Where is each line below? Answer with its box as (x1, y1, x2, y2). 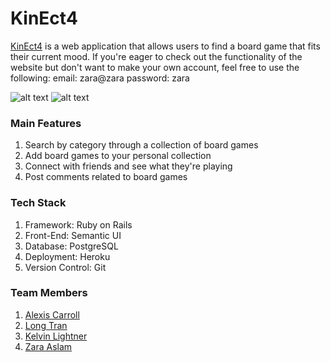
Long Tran (24, 319, 68, 331)
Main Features (10, 116, 82, 130)
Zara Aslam (24, 340, 73, 352)
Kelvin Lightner (24, 330, 88, 342)
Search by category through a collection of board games (24, 139, 259, 151)
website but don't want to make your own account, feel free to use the (10, 61, 300, 73)
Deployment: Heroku (24, 250, 111, 262)
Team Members (10, 286, 88, 300)
